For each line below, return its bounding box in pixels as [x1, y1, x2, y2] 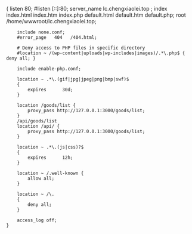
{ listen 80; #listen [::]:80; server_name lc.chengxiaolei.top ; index [6, 5, 168, 12]
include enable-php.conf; [17, 66, 82, 72]
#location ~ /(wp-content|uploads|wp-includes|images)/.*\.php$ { [17, 50, 185, 56]
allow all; [27, 176, 55, 181]
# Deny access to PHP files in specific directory [17, 45, 145, 51]
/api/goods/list [17, 118, 58, 124]
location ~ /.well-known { [17, 170, 84, 176]
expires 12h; [27, 155, 73, 161]
